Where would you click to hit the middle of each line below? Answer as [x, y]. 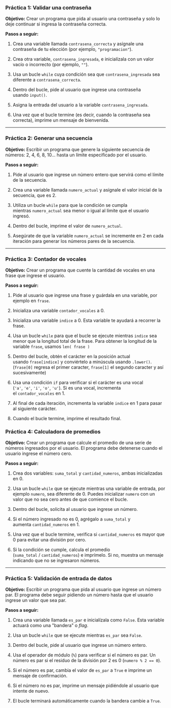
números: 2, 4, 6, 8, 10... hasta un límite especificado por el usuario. [76, 155]
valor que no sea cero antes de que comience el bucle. [70, 499]
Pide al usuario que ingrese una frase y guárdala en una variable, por [85, 295]
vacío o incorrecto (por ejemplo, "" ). [51, 65]
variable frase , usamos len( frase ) [51, 346]
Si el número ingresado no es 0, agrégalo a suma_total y [72, 519]
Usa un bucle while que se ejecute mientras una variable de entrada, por [89, 488]
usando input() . [30, 95]
